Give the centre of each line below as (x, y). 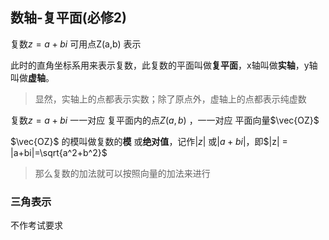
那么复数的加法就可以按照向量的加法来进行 (122, 173)
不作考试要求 (36, 225)
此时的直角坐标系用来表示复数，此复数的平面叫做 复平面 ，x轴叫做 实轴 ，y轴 (164, 65)
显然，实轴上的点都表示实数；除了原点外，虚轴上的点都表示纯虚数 (170, 99)
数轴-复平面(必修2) (68, 18)
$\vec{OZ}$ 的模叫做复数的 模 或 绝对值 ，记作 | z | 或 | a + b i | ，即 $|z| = (149, 141)
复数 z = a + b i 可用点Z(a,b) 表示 (76, 44)
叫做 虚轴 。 (32, 77)
